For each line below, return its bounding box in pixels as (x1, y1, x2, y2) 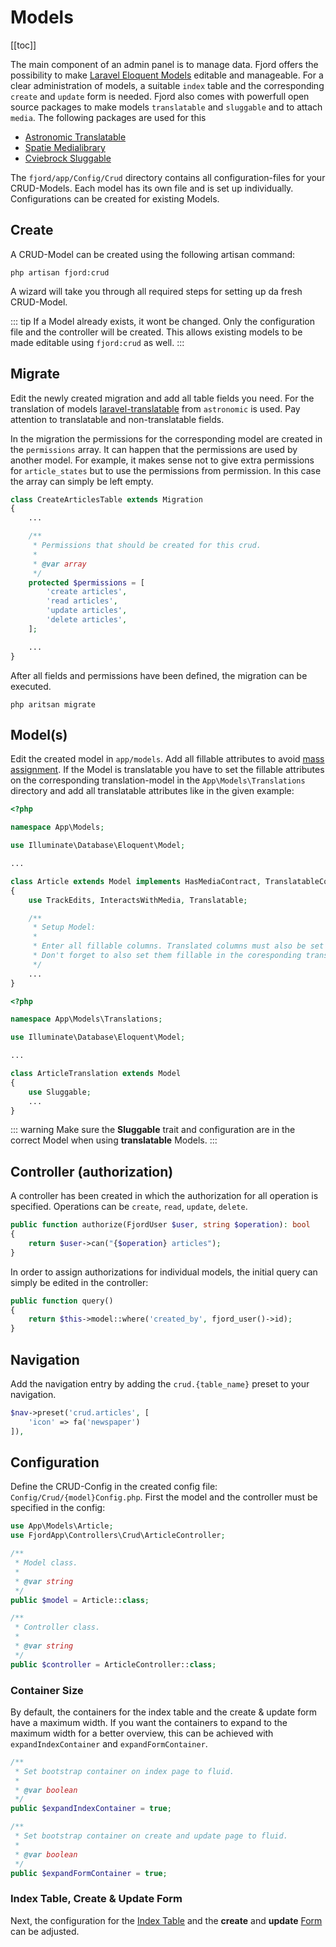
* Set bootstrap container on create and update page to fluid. (14, 1831, 288, 1841)
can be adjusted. (10, 1925, 80, 1937)
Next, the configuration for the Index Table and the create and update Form (10, 1914, 323, 1926)
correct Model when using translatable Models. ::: (10, 1134, 218, 1146)
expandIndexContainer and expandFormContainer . (10, 1737, 208, 1750)
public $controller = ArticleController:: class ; (10, 1659, 217, 1670)
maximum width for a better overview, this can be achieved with (10, 1727, 274, 1739)
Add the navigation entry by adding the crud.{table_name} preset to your (10, 1378, 310, 1390)
